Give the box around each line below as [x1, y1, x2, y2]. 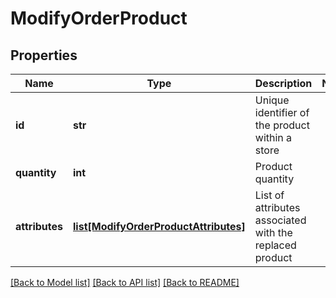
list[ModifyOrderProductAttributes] [73, 220, 246, 233]
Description [254, 77, 313, 90]
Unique [254, 93, 290, 107]
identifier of [254, 106, 310, 119]
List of [254, 188, 285, 202]
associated [254, 213, 307, 227]
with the [254, 226, 293, 239]
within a [254, 131, 293, 144]
